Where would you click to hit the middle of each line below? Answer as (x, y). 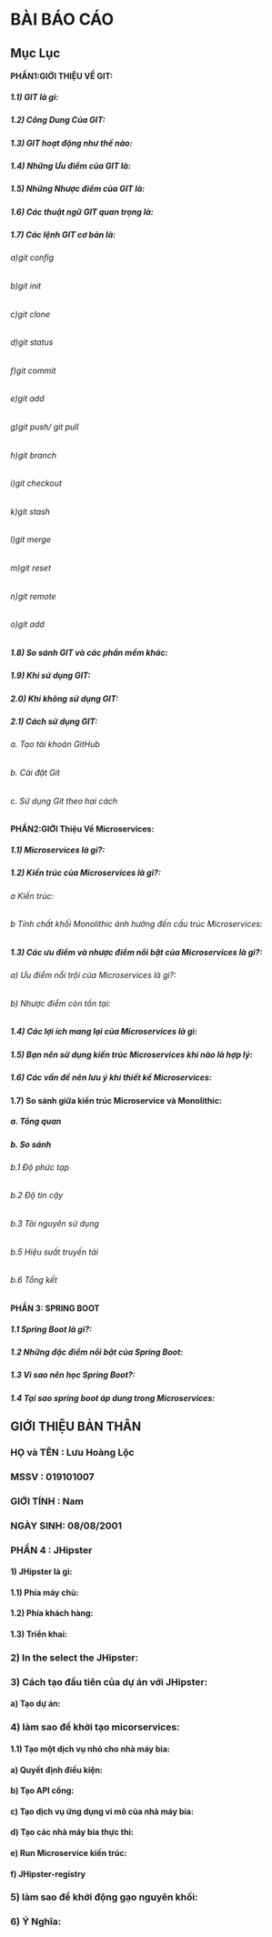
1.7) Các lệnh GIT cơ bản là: (63, 235)
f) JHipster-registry (48, 1873)
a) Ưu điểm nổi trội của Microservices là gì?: (93, 975)
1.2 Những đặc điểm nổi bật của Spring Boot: (97, 1352)
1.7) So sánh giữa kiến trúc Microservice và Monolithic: (116, 1100)
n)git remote (34, 596)
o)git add (27, 624)
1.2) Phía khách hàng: (52, 1613)
